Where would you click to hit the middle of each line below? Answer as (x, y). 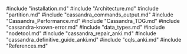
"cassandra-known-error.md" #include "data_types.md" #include (86, 27)
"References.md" (27, 46)
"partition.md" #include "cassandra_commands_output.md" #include (90, 15)
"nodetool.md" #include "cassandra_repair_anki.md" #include (81, 33)
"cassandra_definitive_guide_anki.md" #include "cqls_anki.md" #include (94, 40)
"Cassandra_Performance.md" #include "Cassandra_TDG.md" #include (93, 21)
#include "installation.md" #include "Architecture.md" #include (83, 9)
